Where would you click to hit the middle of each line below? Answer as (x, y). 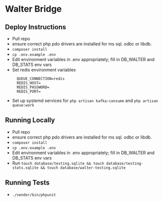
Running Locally (30, 120)
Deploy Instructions (36, 27)
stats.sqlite (25, 168)
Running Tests (27, 183)
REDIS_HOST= (29, 83)
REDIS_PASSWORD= (33, 87)
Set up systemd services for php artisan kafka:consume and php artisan (85, 101)
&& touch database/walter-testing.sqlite (83, 168)
